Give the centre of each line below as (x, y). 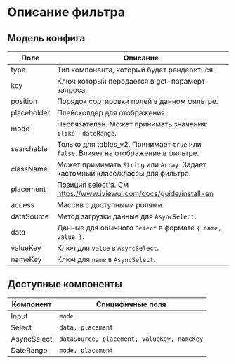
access (23, 205)
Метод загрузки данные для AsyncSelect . (127, 216)
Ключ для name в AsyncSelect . (106, 259)
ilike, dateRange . (87, 133)
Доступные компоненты (65, 284)
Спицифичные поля (131, 304)
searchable (29, 149)
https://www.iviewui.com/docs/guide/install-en (136, 194)
